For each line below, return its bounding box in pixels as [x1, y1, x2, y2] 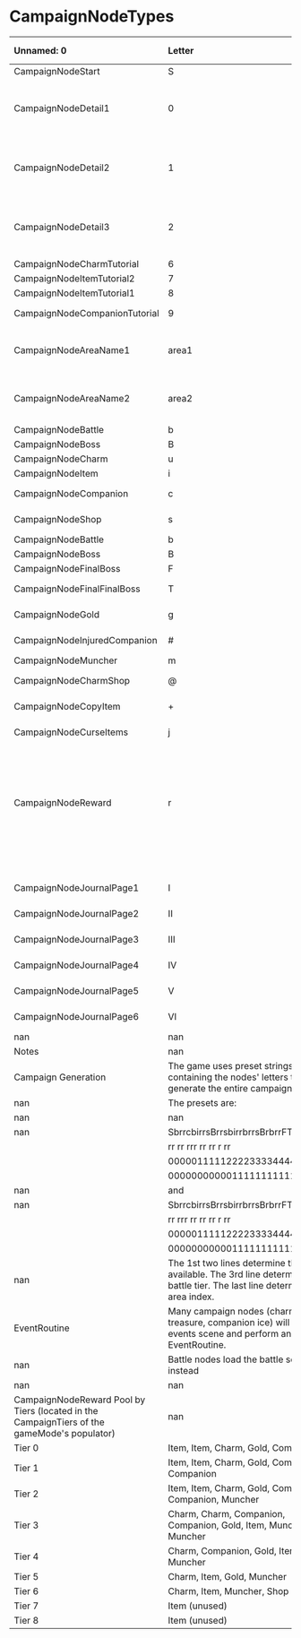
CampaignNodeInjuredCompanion [13, 634, 159, 646]
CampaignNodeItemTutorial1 [13, 287, 135, 299]
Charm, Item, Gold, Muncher [168, 1570, 287, 1582]
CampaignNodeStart [13, 65, 100, 77]
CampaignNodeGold [13, 608, 100, 620]
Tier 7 [13, 1599, 39, 1612]
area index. [168, 1290, 215, 1303]
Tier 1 [13, 1461, 39, 1474]
